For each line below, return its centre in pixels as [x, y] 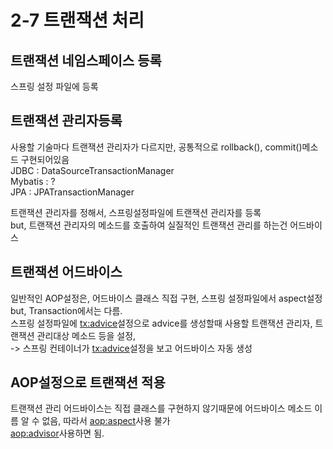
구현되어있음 [45, 159]
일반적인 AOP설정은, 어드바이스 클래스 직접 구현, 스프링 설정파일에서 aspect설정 [166, 298]
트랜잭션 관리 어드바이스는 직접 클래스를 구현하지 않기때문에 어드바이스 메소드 [161, 408]
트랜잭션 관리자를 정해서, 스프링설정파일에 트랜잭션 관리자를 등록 [136, 212]
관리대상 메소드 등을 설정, [86, 335]
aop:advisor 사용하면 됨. [57, 433]
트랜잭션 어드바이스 [66, 272]
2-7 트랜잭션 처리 [77, 20]
